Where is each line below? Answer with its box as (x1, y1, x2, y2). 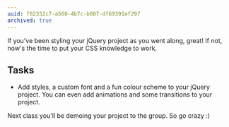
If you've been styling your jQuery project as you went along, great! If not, (7, 36, 223, 44)
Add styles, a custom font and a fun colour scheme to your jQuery (17, 83, 211, 92)
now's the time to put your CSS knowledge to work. (7, 44, 158, 52)
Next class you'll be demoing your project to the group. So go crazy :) (7, 111, 211, 120)
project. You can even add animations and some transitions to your (17, 90, 213, 99)
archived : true (7, 17, 52, 24)
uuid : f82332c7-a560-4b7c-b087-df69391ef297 (7, 10, 141, 18)
